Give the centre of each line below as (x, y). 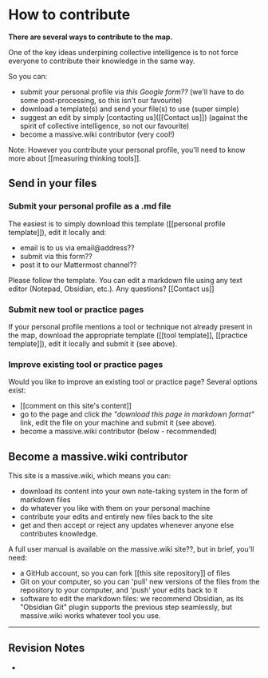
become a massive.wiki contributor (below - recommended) (118, 431)
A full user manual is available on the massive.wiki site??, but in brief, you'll (131, 549)
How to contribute (69, 15)
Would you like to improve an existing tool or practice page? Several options (133, 382)
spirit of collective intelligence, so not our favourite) (104, 126)
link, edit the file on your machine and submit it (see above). (118, 423)
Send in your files (53, 183)
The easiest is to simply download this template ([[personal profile (117, 223)
